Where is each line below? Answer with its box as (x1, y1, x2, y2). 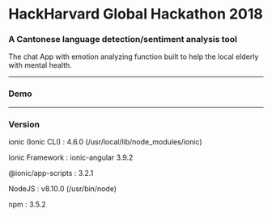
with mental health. (8, 61, 73, 70)
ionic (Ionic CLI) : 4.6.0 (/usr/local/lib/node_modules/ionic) (8, 137, 202, 147)
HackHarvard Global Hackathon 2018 (8, 5, 263, 23)
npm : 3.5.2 (8, 199, 46, 210)
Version (8, 119, 40, 130)
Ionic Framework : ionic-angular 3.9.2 (8, 152, 134, 162)
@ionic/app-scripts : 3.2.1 (8, 169, 94, 178)
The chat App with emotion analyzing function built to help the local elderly (8, 52, 259, 61)
